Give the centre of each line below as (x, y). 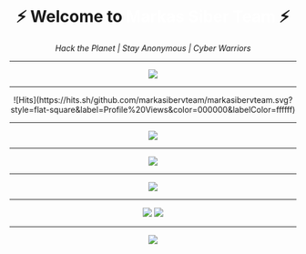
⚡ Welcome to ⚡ (153, 17)
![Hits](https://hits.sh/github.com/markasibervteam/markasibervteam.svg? (153, 99)
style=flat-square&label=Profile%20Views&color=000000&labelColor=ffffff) (153, 109)
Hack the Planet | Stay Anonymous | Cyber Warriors (153, 48)
